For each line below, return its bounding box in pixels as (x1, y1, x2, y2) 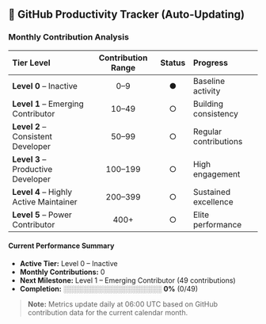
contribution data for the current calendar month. (27, 307, 188, 317)
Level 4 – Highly (12, 186, 73, 197)
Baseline (192, 75, 226, 86)
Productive (12, 163, 53, 174)
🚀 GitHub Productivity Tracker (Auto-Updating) (8, 8, 245, 21)
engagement (192, 168, 241, 179)
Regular (192, 126, 222, 137)
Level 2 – (12, 120, 47, 132)
